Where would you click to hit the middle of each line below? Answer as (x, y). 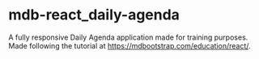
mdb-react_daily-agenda (94, 15)
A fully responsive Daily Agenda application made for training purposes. (128, 37)
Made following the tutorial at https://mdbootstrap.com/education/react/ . (129, 45)
